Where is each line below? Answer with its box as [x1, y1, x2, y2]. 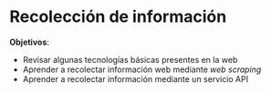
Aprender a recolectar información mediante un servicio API [22, 73, 249, 84]
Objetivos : [9, 36, 50, 47]
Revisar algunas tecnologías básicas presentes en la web [22, 54, 238, 65]
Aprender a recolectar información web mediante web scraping [22, 64, 262, 75]
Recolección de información [9, 6, 227, 27]
